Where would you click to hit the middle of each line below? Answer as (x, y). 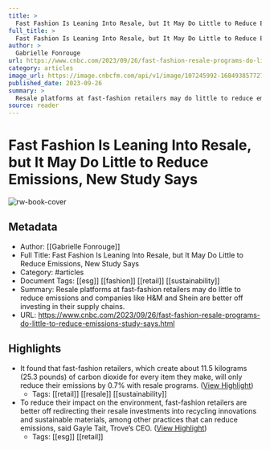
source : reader (34, 105)
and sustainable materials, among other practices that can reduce (129, 419)
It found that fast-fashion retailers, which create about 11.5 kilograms (133, 368)
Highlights (35, 349)
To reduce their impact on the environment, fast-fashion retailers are (133, 402)
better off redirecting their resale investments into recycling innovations (138, 410)
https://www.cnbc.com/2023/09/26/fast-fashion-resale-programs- (149, 315)
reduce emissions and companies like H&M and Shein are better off (131, 298)
